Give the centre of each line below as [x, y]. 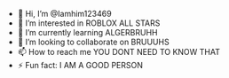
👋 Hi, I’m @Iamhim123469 [65, 14]
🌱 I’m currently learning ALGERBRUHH [87, 32]
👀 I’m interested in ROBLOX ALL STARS [89, 23]
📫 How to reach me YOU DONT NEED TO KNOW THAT [118, 52]
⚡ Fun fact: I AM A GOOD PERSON [80, 65]
